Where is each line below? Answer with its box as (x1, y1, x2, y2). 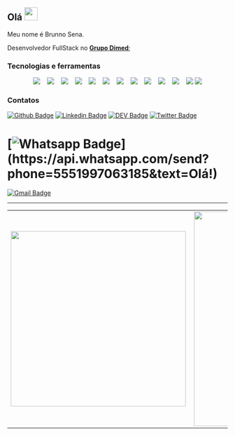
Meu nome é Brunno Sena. (7, 29, 85, 39)
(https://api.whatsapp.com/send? (7, 151, 210, 167)
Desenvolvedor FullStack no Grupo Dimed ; (7, 43, 131, 52)
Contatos (7, 95, 40, 105)
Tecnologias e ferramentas (7, 61, 101, 71)
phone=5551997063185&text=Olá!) (7, 165, 218, 182)
